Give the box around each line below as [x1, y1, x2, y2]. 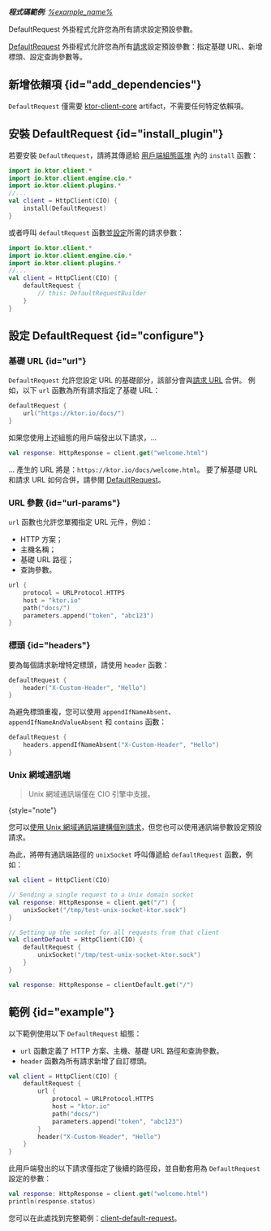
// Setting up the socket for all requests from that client [8, 928, 220, 936]
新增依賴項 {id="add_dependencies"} [8, 78, 202, 92]
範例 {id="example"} [8, 1006, 115, 1019]
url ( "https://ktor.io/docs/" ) [23, 409, 126, 417]
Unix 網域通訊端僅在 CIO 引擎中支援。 [28, 789, 156, 799]
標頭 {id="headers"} [8, 640, 91, 651]
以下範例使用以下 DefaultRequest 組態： [8, 1028, 142, 1038]
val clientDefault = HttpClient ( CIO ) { [8, 936, 144, 944]
